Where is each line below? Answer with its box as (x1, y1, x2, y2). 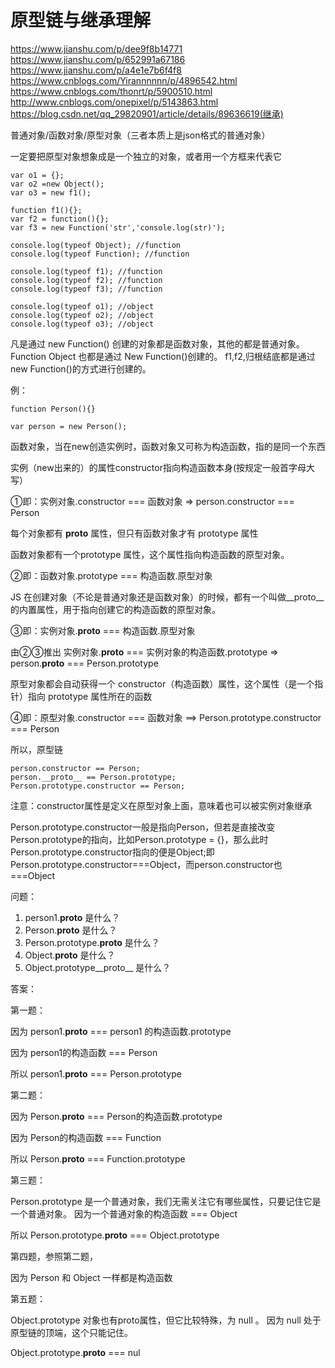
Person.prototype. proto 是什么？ (24, 936, 160, 948)
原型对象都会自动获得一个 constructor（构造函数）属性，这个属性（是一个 (10, 677, 315, 690)
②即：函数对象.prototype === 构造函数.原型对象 (10, 569, 213, 581)
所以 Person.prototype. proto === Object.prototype (10, 1229, 220, 1241)
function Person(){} (10, 404, 97, 414)
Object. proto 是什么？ (24, 949, 116, 961)
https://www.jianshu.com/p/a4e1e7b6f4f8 (10, 64, 182, 76)
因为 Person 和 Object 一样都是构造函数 (10, 1271, 173, 1283)
